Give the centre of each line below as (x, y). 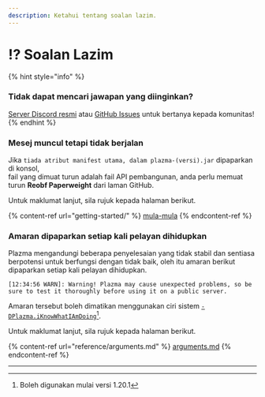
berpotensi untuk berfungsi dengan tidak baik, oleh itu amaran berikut (122, 262)
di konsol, (24, 169)
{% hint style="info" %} (47, 77)
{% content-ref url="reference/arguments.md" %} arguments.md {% (120, 346)
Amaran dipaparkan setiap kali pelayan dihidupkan (108, 236)
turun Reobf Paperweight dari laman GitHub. (81, 185)
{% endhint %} (32, 122)
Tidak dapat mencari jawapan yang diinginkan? (101, 97)
